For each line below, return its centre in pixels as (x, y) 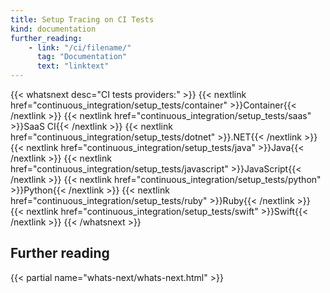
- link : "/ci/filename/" (80, 47)
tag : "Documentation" (82, 57)
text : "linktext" (73, 66)
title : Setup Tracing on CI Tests (82, 19)
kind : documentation (53, 29)
